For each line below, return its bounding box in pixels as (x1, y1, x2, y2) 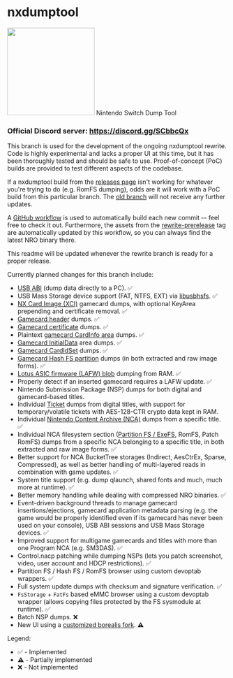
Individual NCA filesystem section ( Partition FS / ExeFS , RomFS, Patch (17, 431, 219, 439)
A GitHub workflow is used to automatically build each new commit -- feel (7, 214, 220, 222)
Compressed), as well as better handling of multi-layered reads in (17, 461, 206, 469)
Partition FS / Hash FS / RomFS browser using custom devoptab (17, 567, 202, 575)
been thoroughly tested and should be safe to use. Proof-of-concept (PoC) (7, 157, 223, 165)
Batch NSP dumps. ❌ (17, 613, 78, 621)
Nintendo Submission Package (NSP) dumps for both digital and (17, 385, 202, 394)
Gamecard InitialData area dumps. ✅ (17, 338, 123, 347)
